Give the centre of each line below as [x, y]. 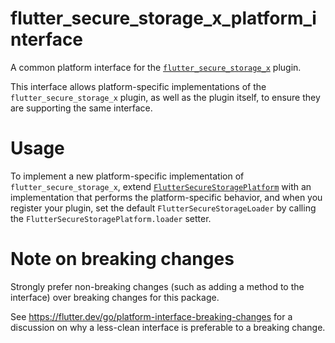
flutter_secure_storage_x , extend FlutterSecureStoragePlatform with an [161, 186]
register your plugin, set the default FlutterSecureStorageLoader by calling [163, 208]
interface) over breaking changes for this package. [115, 297]
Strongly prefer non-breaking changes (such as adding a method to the [157, 286]
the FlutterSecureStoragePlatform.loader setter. [111, 218]
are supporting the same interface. [81, 108]
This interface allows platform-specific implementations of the [138, 86]
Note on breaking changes [122, 259]
